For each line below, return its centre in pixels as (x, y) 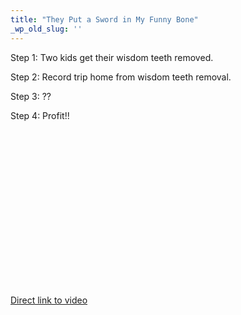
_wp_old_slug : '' (46, 29)
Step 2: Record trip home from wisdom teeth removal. (121, 77)
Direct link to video (49, 300)
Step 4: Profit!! (40, 115)
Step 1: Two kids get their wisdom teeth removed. (112, 57)
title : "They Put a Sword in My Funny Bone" (104, 19)
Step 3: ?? (31, 96)
